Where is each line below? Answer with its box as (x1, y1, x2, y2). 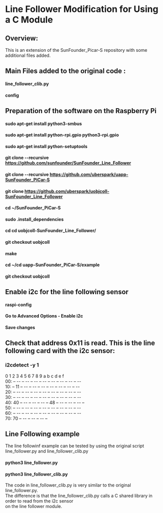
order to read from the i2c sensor (5, 498, 74, 504)
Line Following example (5, 430, 80, 438)
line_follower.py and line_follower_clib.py (5, 448, 89, 454)
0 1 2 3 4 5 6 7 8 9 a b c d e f (5, 373, 64, 379)
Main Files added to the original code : (5, 67, 126, 75)
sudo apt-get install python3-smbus (5, 121, 82, 127)
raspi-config (5, 302, 32, 308)
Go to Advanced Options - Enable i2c (5, 313, 83, 319)
